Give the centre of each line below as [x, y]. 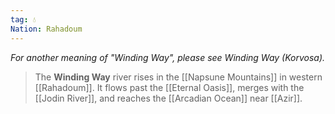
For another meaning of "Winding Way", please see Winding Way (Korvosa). [168, 57]
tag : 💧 [23, 19]
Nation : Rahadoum [46, 29]
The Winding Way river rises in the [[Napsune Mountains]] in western [178, 77]
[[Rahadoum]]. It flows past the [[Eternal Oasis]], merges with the [169, 87]
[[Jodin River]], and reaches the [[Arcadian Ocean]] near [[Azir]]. [168, 98]
